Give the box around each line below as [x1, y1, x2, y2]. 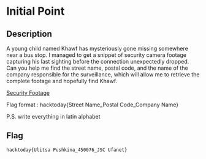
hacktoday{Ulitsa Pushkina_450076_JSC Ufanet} [6, 147, 128, 153]
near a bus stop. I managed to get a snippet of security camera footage [6, 51, 187, 59]
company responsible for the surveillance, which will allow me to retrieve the [6, 71, 200, 78]
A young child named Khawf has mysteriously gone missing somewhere [6, 45, 188, 52]
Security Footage [6, 89, 50, 96]
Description [6, 29, 52, 39]
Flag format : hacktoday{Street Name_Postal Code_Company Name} [6, 101, 179, 108]
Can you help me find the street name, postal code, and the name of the [6, 64, 188, 72]
